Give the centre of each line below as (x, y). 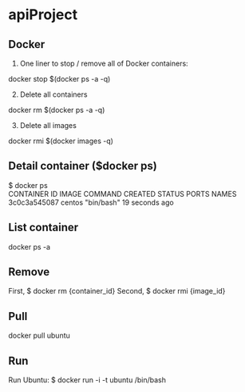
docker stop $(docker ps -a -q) (59, 79)
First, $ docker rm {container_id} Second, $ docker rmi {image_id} (117, 291)
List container (43, 228)
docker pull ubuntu (39, 336)
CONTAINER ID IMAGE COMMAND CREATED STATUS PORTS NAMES (122, 194)
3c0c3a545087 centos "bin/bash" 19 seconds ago (91, 202)
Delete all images (48, 125)
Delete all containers (53, 94)
